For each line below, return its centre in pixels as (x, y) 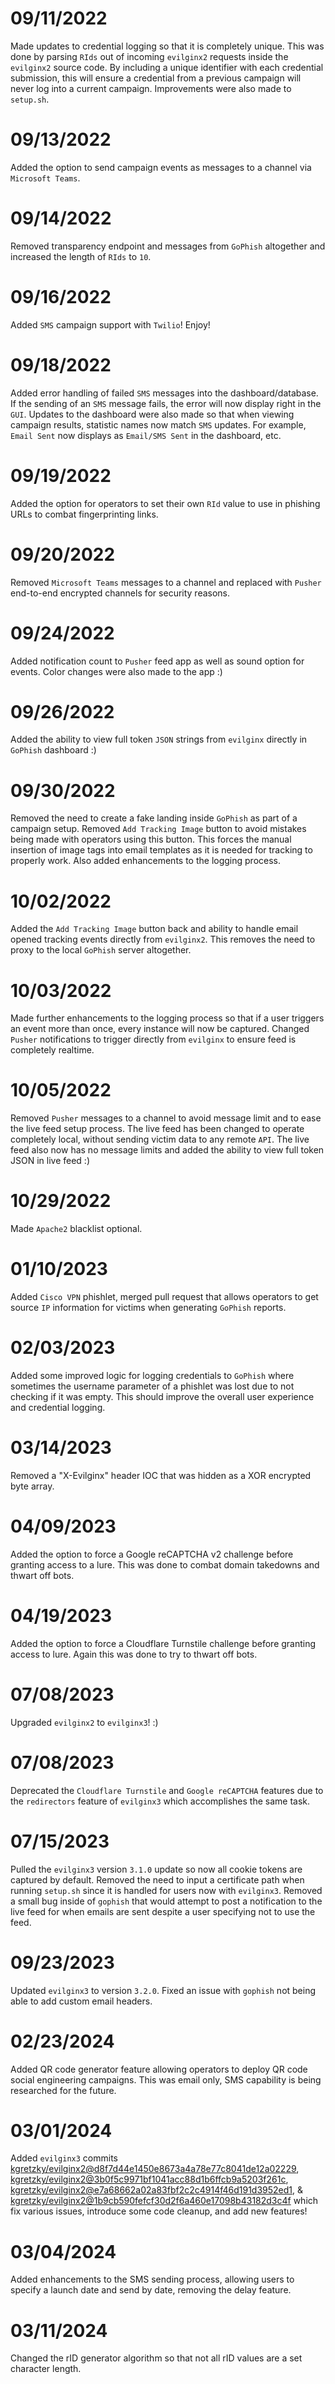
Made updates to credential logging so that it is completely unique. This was (167, 46)
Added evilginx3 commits (64, 2158)
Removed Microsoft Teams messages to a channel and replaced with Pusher (166, 582)
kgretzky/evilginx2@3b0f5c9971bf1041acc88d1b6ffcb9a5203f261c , (149, 2179)
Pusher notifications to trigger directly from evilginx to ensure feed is (153, 1039)
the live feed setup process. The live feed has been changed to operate (157, 1129)
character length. (46, 2369)
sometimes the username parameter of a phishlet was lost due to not (152, 1386)
